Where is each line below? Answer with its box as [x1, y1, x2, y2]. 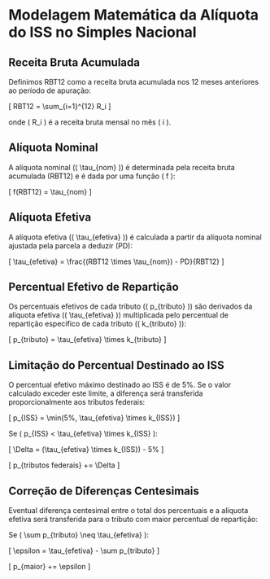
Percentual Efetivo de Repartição [8, 280, 179, 294]
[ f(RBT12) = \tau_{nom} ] [8, 186, 92, 196]
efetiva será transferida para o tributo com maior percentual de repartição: [8, 515, 259, 524]
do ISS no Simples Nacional [8, 23, 197, 42]
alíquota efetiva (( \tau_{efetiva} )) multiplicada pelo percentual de [8, 310, 229, 320]
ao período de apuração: [8, 86, 91, 95]
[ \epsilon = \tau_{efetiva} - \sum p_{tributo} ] [8, 546, 160, 555]
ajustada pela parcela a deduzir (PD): [8, 240, 133, 250]
